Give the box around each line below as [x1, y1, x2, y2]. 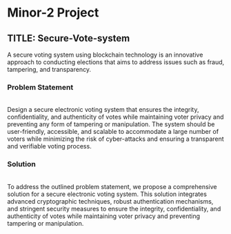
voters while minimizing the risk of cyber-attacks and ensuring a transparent [7, 135, 224, 143]
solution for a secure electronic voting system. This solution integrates [7, 190, 207, 198]
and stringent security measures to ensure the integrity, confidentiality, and [7, 204, 221, 213]
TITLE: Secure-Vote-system [7, 32, 130, 44]
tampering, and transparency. [7, 66, 92, 73]
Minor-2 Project [7, 5, 99, 21]
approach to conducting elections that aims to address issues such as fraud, [7, 58, 225, 66]
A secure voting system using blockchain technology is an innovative [7, 50, 203, 59]
